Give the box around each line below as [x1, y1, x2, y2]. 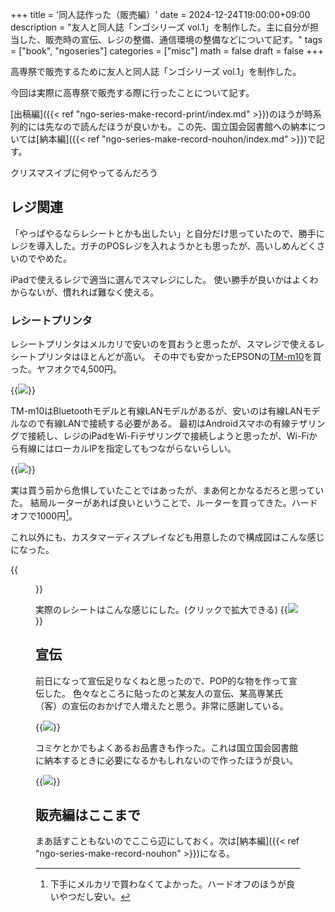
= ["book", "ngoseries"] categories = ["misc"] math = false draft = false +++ [10, 45, 324, 57]
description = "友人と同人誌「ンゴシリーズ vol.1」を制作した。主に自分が [10, 21, 310, 33]
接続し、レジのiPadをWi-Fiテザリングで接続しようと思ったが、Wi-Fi [27, 430, 310, 442]
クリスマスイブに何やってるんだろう [10, 167, 159, 178]
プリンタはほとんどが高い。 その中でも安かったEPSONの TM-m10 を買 [36, 351, 322, 363]
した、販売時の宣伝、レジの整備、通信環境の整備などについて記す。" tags [18, 34, 323, 45]
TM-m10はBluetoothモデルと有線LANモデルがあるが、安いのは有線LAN [10, 405, 303, 417]
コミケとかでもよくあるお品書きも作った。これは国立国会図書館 [35, 741, 298, 753]
